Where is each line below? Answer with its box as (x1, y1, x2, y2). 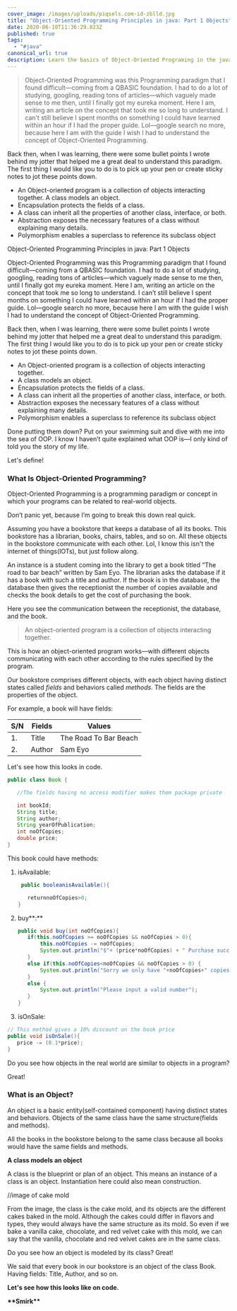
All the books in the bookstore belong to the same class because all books (7, 1134, 224, 1143)
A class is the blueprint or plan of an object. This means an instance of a (7, 1170, 217, 1178)
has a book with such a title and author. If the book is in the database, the (7, 576, 221, 584)
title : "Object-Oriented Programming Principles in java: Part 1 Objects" (7, 17, 232, 24)
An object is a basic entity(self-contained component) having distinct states (7, 1106, 228, 1114)
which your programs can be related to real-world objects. (7, 497, 177, 506)
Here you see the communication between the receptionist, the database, (7, 605, 221, 613)
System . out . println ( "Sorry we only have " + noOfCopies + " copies (39, 967, 230, 974)
